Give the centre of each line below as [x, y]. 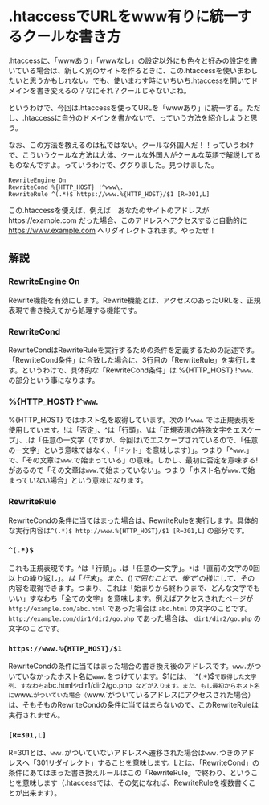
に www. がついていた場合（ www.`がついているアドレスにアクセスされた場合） [132, 695]
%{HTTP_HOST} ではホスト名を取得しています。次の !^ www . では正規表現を [132, 420]
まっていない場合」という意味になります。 [78, 480]
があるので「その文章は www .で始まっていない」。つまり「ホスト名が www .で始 [132, 470]
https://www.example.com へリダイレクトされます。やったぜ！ [112, 230]
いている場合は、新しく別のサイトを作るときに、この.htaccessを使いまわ [130, 70]
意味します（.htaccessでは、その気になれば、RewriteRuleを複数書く [135, 783]
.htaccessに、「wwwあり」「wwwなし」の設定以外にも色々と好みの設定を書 [133, 60]
